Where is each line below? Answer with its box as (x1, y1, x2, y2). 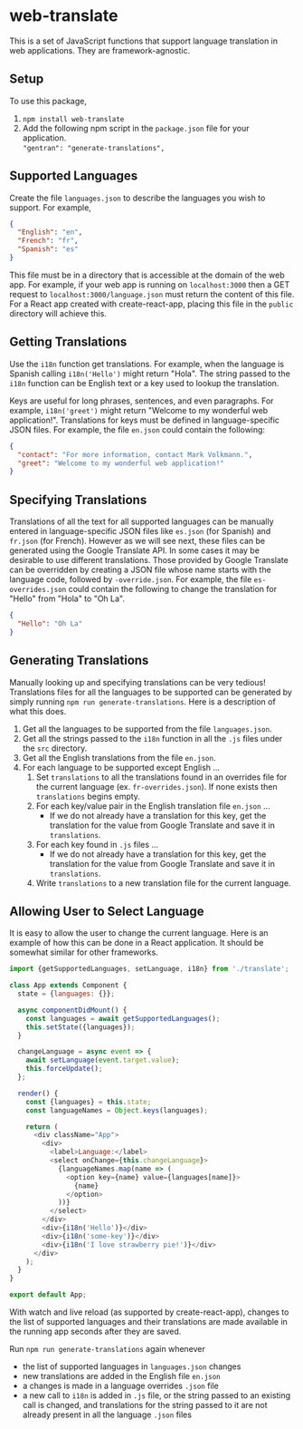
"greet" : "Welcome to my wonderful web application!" (17, 459, 224, 468)
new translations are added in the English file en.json (22, 1371, 222, 1382)
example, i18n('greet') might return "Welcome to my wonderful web (9, 404, 269, 415)
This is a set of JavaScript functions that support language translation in (9, 35, 279, 46)
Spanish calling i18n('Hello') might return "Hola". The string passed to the (9, 368, 291, 379)
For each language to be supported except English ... (22, 762, 220, 773)
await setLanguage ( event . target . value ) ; (25, 1055, 180, 1065)
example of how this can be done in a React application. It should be (9, 938, 264, 948)
